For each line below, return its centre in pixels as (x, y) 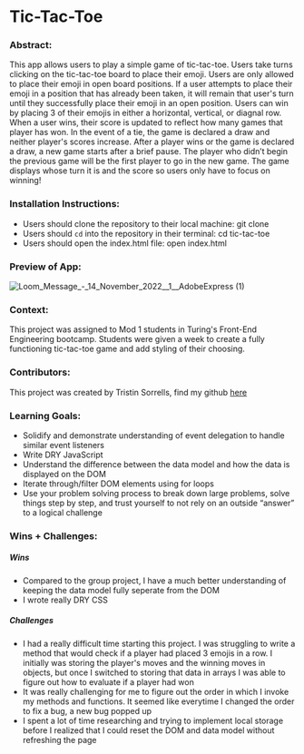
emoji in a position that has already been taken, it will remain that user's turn (152, 93)
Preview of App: (45, 267)
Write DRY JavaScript (63, 455)
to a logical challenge (62, 512)
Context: (29, 310)
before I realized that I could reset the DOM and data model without (148, 730)
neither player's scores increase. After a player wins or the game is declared (152, 142)
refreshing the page (59, 739)
